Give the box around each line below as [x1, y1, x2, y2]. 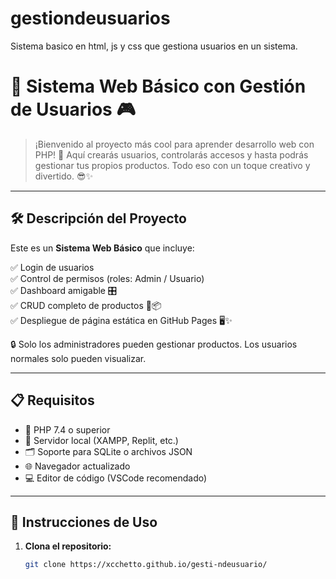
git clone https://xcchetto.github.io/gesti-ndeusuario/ [24, 560, 268, 570]
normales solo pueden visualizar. [10, 352, 147, 364]
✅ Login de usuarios [10, 261, 95, 273]
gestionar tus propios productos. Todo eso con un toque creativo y [34, 159, 311, 171]
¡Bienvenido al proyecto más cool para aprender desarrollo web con [34, 138, 315, 150]
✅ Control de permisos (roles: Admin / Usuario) [10, 272, 205, 284]
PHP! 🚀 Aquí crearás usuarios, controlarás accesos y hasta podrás [34, 148, 309, 161]
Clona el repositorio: [24, 540, 112, 552]
